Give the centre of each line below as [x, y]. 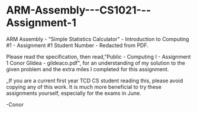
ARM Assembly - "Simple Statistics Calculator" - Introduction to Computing [98, 39]
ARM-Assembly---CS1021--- [79, 10]
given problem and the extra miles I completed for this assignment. [88, 69]
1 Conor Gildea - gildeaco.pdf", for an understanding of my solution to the [96, 63]
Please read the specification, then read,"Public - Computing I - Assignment [98, 56]
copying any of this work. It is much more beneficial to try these [84, 87]
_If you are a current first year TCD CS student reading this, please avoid [95, 81]
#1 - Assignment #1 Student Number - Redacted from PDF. [77, 45]
